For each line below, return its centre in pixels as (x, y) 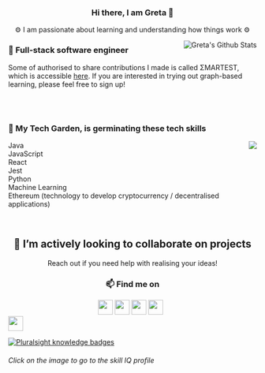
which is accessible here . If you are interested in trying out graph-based (125, 76)
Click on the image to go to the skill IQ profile (82, 360)
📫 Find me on (132, 284)
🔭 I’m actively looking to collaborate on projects (132, 244)
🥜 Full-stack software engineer (68, 50)
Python (20, 179)
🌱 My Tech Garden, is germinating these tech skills (107, 128)
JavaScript (26, 154)
